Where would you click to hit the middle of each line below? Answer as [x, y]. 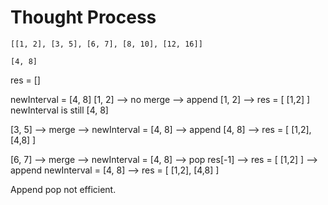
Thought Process [83, 17]
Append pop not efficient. [63, 189]
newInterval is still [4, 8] [59, 110]
